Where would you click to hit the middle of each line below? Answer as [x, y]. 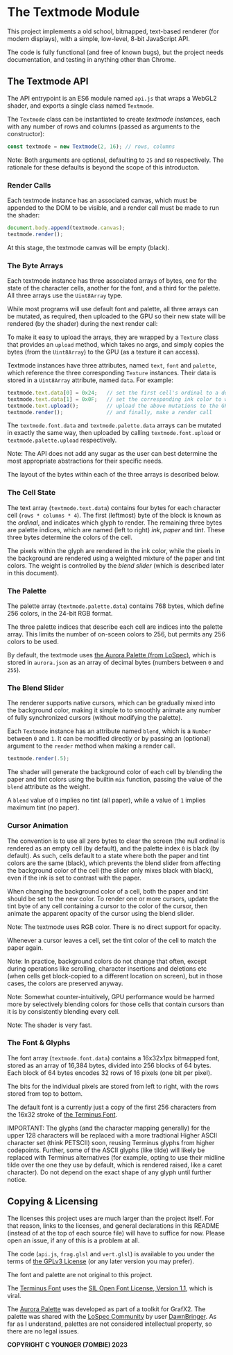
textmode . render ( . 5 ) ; [38, 759]
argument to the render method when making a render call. [91, 746]
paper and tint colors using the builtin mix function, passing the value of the [115, 780]
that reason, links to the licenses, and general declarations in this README [113, 1225]
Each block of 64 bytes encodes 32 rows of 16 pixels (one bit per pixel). [110, 1073]
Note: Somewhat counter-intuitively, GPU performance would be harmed [111, 996]
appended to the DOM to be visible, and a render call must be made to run [113, 207]
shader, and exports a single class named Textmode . [81, 106]
